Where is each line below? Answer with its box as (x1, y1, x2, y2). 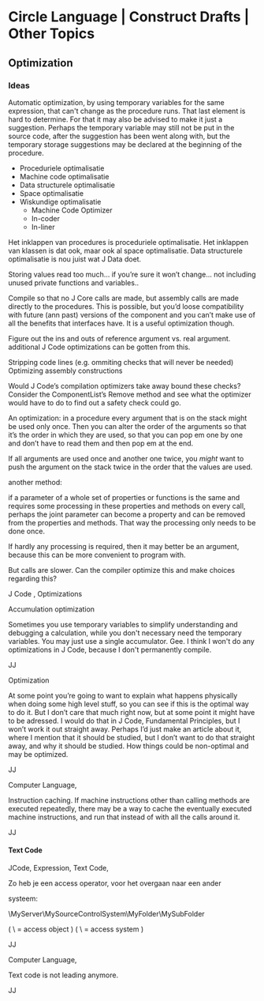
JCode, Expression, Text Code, (8, 864, 109, 873)
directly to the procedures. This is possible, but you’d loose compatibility (8, 301, 244, 311)
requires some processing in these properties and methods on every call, (8, 501, 246, 510)
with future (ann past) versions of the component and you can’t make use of (8, 310, 256, 319)
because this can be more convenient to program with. (8, 550, 187, 559)
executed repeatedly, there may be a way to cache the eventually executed (8, 803, 252, 813)
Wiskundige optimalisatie (19, 197, 102, 206)
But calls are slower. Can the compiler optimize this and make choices (8, 565, 235, 574)
